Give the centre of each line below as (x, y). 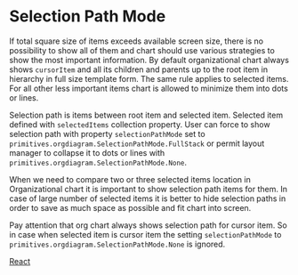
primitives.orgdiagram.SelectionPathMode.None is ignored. (117, 244)
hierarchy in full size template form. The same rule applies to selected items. (149, 78)
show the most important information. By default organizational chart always (149, 60)
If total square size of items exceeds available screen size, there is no (137, 41)
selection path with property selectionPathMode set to (108, 133)
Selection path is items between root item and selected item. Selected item (146, 115)
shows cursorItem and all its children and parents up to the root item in (139, 69)
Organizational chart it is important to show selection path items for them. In (148, 189)
